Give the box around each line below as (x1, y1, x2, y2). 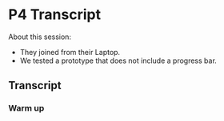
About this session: (8, 32, 72, 41)
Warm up (8, 103, 45, 114)
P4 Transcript (8, 6, 102, 24)
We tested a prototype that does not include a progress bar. (19, 56, 218, 65)
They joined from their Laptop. (19, 47, 121, 57)
